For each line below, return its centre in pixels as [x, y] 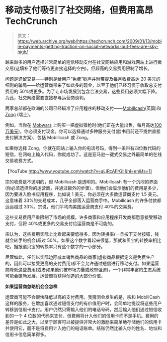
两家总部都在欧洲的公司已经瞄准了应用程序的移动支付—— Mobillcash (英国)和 [83, 108]
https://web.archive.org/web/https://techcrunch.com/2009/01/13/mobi [89, 41]
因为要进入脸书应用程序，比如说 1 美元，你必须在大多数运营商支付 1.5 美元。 [83, 194]
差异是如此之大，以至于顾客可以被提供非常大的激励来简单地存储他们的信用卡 [83, 322]
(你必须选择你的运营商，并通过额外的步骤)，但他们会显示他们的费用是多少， [83, 188]
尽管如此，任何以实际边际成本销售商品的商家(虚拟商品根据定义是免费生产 [80, 257]
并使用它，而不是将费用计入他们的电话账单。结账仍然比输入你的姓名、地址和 [83, 328]
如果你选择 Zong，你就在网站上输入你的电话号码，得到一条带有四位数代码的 [83, 148]
